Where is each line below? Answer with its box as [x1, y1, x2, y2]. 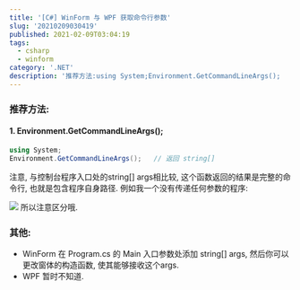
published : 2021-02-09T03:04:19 [9, 30, 130, 39]
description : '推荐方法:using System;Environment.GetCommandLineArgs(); [9, 72, 281, 81]
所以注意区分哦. [20, 201, 78, 212]
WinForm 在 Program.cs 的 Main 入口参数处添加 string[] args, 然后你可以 [21, 248, 289, 259]
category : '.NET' [9, 64, 74, 73]
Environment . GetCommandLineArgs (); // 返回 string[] [9, 154, 216, 163]
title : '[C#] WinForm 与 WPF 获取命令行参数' [9, 13, 172, 22]
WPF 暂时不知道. [21, 270, 84, 281]
